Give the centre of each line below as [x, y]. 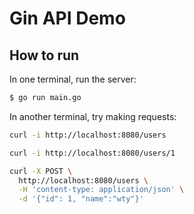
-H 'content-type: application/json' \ [101, 190]
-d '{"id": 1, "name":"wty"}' [81, 199]
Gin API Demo [67, 18]
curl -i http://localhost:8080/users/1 [92, 153]
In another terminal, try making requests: [93, 116]
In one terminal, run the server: [73, 79]
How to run [44, 55]
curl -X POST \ [41, 171]
